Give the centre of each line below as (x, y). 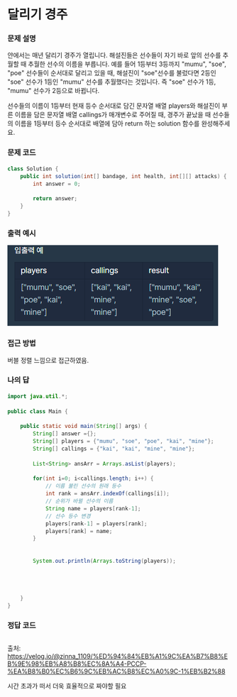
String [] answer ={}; (65, 434)
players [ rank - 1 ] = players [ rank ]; (96, 523)
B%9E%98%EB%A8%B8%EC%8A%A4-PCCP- (77, 664)
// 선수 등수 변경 (68, 516)
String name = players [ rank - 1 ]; (93, 508)
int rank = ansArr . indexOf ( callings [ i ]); (108, 494)
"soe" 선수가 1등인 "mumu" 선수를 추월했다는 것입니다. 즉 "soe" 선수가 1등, (112, 82)
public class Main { (38, 411)
